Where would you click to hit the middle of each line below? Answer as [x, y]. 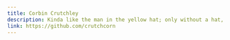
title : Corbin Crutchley [43, 13]
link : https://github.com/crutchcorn [61, 26]
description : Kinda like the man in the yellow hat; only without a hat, [116, 20]
